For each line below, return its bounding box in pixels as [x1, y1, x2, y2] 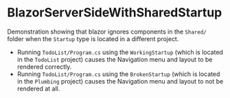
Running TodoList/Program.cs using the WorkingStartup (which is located [16, 48, 223, 56]
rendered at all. [16, 84, 60, 93]
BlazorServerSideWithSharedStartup [7, 5, 222, 21]
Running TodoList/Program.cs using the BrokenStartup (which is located [16, 70, 220, 78]
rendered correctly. [16, 62, 72, 71]
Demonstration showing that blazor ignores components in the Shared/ [7, 27, 207, 36]
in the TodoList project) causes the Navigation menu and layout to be [16, 55, 213, 63]
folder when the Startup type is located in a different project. [7, 34, 179, 42]
